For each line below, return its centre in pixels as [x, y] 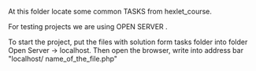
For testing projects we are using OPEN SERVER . [88, 26]
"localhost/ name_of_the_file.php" [63, 59]
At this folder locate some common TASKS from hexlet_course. [110, 11]
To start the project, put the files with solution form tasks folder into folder [128, 42]
